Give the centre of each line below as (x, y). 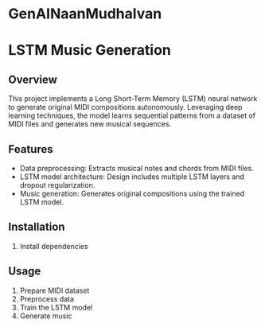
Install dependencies (54, 246)
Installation (37, 227)
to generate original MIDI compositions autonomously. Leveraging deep (125, 107)
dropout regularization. (57, 185)
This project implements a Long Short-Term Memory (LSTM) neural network (133, 99)
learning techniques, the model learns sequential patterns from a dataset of (132, 115)
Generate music (46, 316)
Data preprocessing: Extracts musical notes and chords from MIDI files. (137, 168)
